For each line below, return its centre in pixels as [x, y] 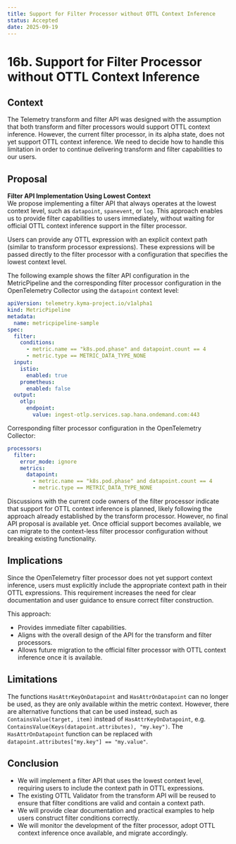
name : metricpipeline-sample [56, 323]
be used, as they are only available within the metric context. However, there [118, 704]
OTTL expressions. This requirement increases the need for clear [102, 593]
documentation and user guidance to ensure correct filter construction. [111, 600]
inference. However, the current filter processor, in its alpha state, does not [116, 134]
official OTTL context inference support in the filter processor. [97, 226]
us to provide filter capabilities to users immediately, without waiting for [111, 218]
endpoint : [40, 408]
